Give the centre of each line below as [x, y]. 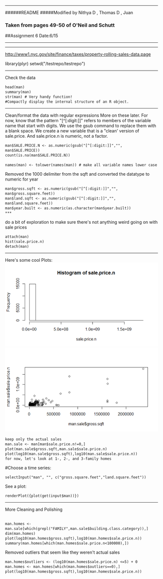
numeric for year [22, 179]
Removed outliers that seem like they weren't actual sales [63, 552]
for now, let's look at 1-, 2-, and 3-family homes [58, 459]
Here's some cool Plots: [29, 260]
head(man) [15, 87]
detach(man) [17, 247]
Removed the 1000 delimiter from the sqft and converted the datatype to [77, 174]
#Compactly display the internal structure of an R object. [67, 102]
